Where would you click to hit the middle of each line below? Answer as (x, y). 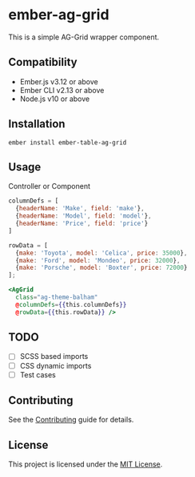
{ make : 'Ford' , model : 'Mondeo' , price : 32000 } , (98, 260)
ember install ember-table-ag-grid (68, 142)
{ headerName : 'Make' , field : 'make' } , (80, 209)
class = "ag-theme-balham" (57, 297)
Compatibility (43, 62)
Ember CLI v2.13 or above (62, 90)
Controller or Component (49, 186)
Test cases (38, 374)
